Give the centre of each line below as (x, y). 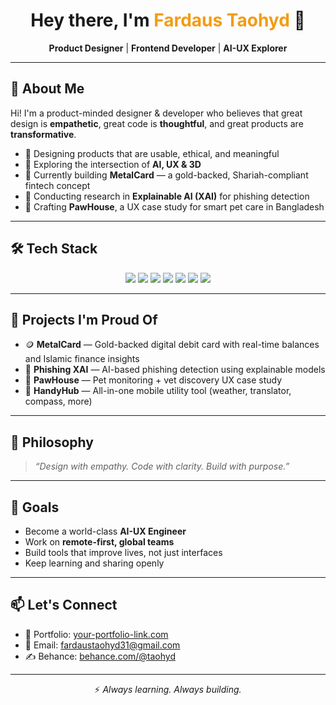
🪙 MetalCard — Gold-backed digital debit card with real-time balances (172, 345)
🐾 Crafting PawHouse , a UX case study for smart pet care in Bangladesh (174, 206)
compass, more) (58, 401)
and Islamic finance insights (82, 359)
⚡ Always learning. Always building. (168, 689)
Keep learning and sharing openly (94, 563)
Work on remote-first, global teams (99, 542)
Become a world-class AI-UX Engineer (105, 531)
